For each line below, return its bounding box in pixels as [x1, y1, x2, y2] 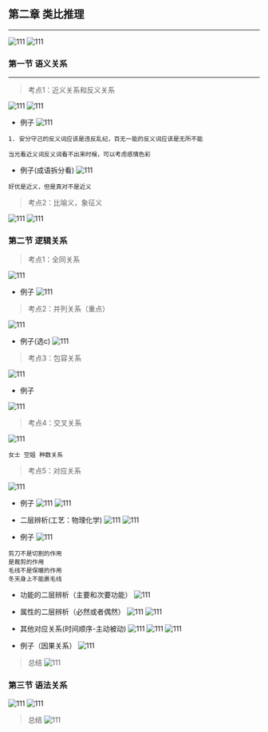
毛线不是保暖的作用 [8, 567, 62, 575]
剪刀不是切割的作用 [8, 549, 62, 558]
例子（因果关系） [19, 641, 77, 651]
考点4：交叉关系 [27, 418, 82, 428]
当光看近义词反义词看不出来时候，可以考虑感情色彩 [8, 151, 152, 159]
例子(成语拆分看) [19, 166, 75, 175]
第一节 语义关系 [8, 58, 68, 69]
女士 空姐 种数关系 [8, 451, 64, 459]
